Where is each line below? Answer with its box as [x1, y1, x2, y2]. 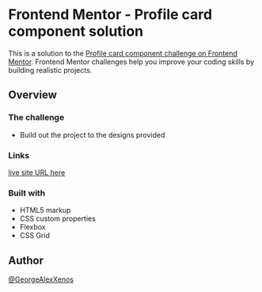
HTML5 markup [19, 206, 71, 215]
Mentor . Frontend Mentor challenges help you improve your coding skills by [8, 57, 255, 66]
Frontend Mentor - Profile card [8, 6, 212, 24]
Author [8, 253, 44, 267]
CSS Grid [19, 231, 50, 241]
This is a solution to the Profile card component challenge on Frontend [8, 48, 237, 58]
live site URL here [8, 168, 66, 177]
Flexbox [19, 222, 46, 232]
